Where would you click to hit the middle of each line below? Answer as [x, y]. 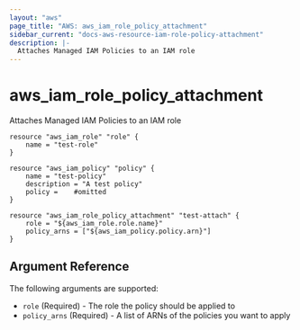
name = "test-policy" [66, 176]
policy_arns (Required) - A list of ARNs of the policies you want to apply [156, 315]
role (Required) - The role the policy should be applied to [129, 306]
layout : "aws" [36, 18]
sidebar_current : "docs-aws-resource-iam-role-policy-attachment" [136, 34]
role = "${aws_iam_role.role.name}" [95, 224]
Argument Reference [69, 267]
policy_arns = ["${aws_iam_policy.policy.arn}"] [118, 232]
